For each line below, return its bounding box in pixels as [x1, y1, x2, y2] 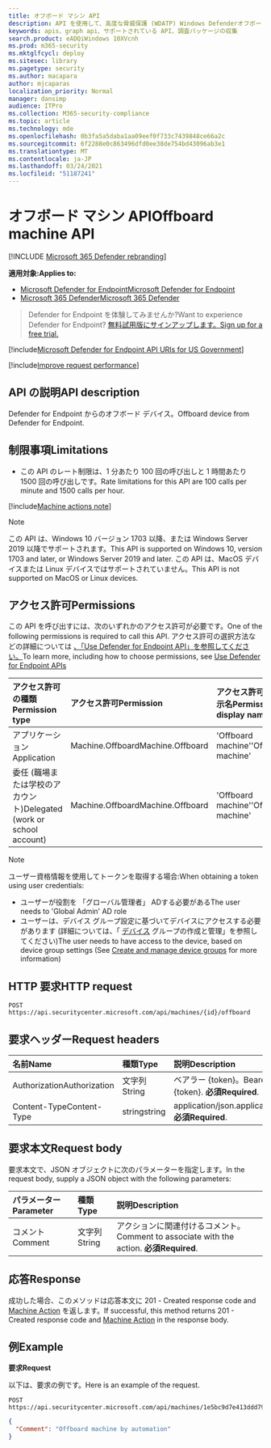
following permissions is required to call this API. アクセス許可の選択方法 [8, 632, 249, 641]
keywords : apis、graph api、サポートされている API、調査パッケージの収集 [8, 27, 238, 35]
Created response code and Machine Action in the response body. [8, 1315, 230, 1324]
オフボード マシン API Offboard [8, 207, 214, 226]
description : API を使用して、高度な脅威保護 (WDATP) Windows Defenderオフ [8, 19, 250, 28]
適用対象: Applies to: [8, 268, 77, 277]
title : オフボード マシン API [8, 11, 101, 20]
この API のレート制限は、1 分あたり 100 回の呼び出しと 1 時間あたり [19, 466, 248, 476]
